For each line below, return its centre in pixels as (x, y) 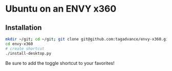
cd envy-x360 (19, 44)
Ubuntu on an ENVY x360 (61, 9)
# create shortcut (25, 49)
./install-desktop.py (28, 53)
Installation (24, 28)
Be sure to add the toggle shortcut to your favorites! (60, 63)
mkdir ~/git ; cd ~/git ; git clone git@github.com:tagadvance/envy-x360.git (88, 39)
